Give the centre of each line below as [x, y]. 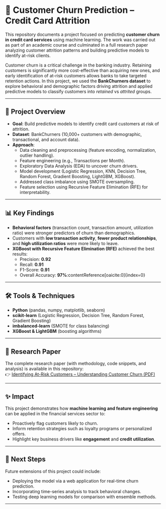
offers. [19, 434]
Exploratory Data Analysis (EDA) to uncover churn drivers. [79, 166]
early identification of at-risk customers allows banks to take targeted [76, 75]
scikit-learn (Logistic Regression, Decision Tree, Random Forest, [78, 316]
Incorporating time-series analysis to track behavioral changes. [77, 491]
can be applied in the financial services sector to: [55, 414]
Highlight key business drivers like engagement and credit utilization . [84, 439]
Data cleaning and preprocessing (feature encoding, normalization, [88, 150]
